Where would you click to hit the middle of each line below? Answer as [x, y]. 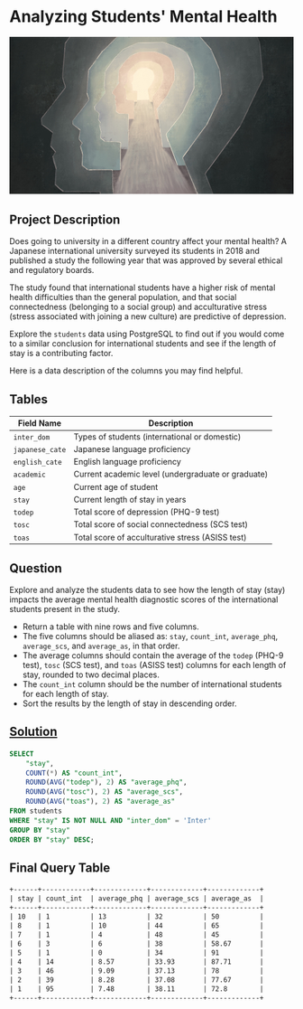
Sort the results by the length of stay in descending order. [129, 703]
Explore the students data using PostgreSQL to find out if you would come [147, 334]
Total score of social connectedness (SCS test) [161, 524]
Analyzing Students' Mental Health [143, 17]
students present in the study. [64, 609]
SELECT [22, 754]
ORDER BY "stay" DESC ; [52, 839]
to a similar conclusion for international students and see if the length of [143, 344]
